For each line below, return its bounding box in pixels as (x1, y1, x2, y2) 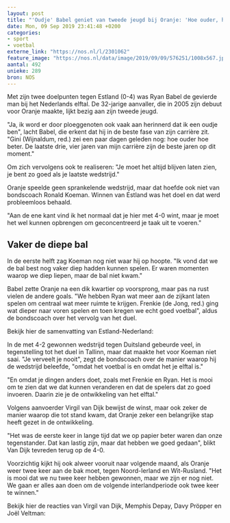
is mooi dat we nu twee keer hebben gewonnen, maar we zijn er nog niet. (7, 474, 214, 483)
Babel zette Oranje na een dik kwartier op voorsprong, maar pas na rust (7, 285, 209, 293)
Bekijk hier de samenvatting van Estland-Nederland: (7, 327, 154, 336)
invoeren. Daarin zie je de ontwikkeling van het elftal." (7, 391, 159, 399)
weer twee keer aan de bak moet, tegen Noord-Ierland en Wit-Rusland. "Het (7, 467, 222, 475)
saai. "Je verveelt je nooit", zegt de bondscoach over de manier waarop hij (7, 355, 217, 364)
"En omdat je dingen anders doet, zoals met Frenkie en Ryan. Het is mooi (7, 375, 214, 384)
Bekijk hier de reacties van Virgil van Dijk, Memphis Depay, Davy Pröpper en (7, 502, 222, 510)
